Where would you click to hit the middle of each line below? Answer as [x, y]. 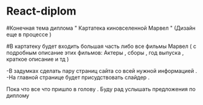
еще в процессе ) [29, 34]
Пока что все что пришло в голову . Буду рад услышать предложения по [101, 89]
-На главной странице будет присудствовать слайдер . [78, 77]
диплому [18, 95]
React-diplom [41, 11]
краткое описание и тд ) [38, 59]
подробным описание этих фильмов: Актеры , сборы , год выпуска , [95, 52]
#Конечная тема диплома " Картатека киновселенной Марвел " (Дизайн [101, 28]
